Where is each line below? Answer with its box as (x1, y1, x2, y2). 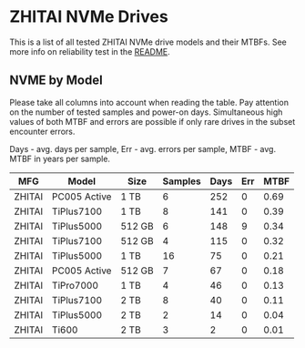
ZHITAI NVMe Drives (9, 6, 168, 27)
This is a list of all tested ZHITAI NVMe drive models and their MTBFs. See (9, 36, 287, 47)
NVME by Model (9, 73, 103, 88)
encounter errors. (9, 126, 76, 137)
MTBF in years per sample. (9, 153, 111, 164)
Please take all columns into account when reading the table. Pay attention (9, 97, 290, 107)
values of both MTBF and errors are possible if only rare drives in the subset (9, 116, 296, 127)
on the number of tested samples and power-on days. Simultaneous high (9, 107, 283, 118)
